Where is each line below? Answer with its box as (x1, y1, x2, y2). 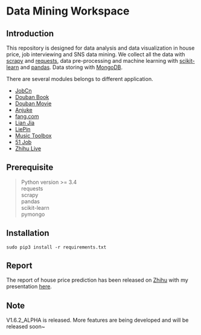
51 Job (14, 138, 32, 146)
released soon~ (6, 323, 45, 330)
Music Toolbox (14, 132, 52, 139)
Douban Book (14, 94, 49, 100)
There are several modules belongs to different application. (6, 76, 153, 82)
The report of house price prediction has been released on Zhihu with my (6, 276, 188, 284)
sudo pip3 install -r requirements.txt (6, 244, 107, 250)
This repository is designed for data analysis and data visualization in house (6, 44, 195, 51)
